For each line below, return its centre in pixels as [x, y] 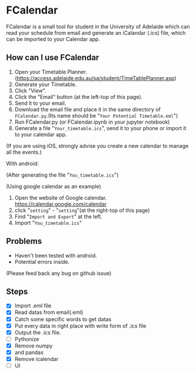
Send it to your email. [40, 103]
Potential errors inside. [42, 262]
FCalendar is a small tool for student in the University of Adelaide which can [98, 27]
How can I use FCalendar [53, 57]
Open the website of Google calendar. [61, 197]
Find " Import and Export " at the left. [59, 216]
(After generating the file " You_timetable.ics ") [62, 175]
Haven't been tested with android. [56, 255]
